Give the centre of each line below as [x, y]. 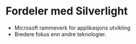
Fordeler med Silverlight [67, 11]
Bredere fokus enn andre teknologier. [60, 34]
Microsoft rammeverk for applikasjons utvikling [72, 28]
